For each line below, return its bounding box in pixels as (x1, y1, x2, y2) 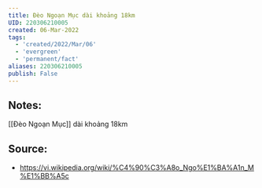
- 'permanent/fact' (15, 56, 79, 63)
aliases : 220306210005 (8, 63, 83, 70)
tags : (8, 33, 26, 42)
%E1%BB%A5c (19, 172, 69, 181)
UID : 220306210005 (8, 19, 68, 27)
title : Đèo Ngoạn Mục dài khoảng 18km (8, 11, 135, 20)
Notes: (8, 99, 42, 112)
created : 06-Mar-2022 (8, 26, 79, 34)
